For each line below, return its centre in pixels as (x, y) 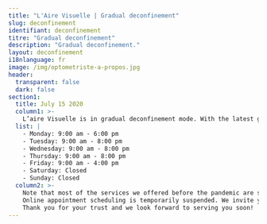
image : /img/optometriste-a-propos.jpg (74, 68)
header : (21, 75)
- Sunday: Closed (51, 178)
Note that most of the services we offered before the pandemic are (138, 193)
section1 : (25, 97)
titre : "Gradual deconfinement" (62, 38)
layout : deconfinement (46, 52)
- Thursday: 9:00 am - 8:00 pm (74, 156)
